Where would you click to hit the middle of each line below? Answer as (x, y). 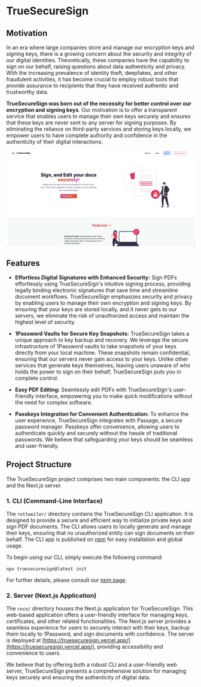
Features (23, 263)
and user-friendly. (37, 446)
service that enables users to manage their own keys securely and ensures (99, 116)
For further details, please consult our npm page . (67, 580)
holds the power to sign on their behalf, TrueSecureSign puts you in (98, 372)
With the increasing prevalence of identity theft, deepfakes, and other (92, 73)
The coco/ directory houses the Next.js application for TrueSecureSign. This (100, 609)
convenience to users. (33, 653)
